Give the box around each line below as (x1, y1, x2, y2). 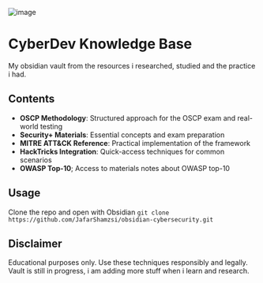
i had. (8, 69, 27, 79)
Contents (8, 92, 55, 106)
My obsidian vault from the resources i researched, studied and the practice (8, 61, 256, 70)
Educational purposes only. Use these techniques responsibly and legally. (8, 258, 249, 267)
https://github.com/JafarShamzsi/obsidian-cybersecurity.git (8, 215, 214, 224)
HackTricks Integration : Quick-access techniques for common (19, 147, 225, 156)
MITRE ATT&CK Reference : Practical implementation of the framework (19, 138, 251, 147)
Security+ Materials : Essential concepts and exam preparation (19, 130, 225, 140)
